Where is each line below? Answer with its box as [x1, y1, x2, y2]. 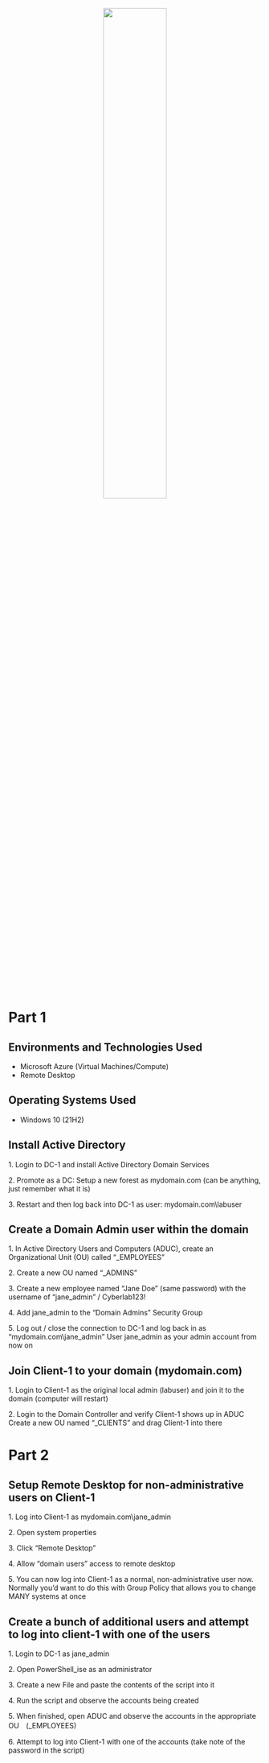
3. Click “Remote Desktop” [8, 1543, 96, 1553]
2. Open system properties [8, 1528, 97, 1538]
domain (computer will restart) [8, 1393, 108, 1404]
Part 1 [8, 1009, 47, 1026]
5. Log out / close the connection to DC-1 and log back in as [8, 1323, 206, 1333]
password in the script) [8, 1745, 85, 1755]
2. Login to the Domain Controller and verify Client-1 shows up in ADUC [8, 1410, 245, 1419]
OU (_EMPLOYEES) [8, 1721, 77, 1731]
